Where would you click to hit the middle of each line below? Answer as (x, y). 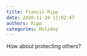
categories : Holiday (33, 29)
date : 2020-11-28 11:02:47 (40, 18)
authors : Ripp (24, 23)
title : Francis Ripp (33, 12)
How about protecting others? (44, 46)
